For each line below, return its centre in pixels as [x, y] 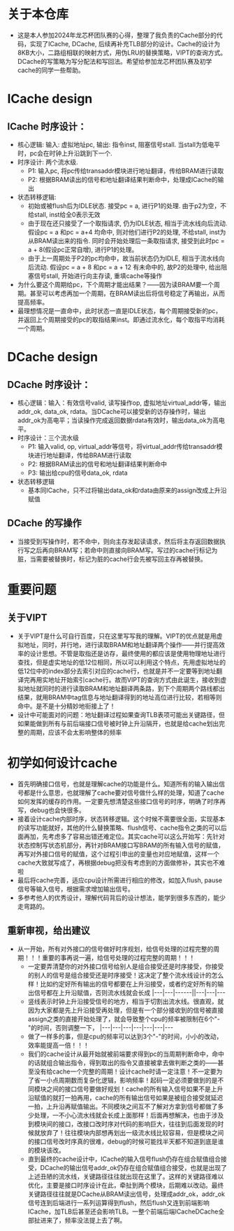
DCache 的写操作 [44, 523]
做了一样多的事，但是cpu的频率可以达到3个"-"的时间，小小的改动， [125, 1036]
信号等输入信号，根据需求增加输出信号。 [75, 889]
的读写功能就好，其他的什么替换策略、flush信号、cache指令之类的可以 [119, 828]
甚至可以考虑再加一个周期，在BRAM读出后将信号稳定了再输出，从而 [127, 293]
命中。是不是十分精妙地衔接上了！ [66, 706]
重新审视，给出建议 [49, 931]
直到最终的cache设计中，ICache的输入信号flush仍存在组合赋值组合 [124, 1159]
